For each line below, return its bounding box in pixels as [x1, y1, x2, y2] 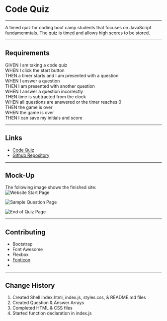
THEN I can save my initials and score [5, 115, 83, 121]
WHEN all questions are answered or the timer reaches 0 [5, 99, 122, 105]
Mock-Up [5, 171, 35, 180]
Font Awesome [12, 247, 43, 253]
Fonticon [12, 257, 31, 263]
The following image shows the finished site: [5, 185, 96, 191]
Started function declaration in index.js [12, 310, 92, 316]
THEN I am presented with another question [5, 83, 95, 89]
